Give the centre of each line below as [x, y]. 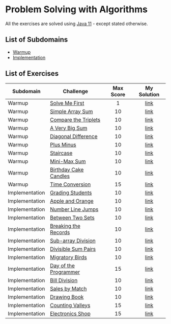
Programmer [65, 272]
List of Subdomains [37, 40]
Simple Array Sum [72, 111]
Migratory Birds [69, 257]
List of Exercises [32, 73]
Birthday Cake [67, 169]
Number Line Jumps [74, 209]
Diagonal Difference [74, 136]
